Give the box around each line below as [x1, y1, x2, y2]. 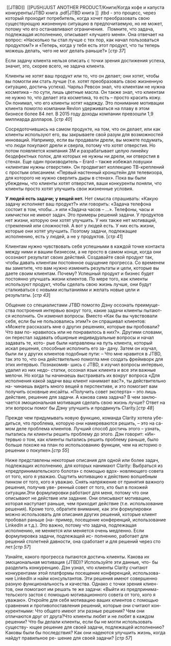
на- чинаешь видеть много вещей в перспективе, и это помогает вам [5, 383, 158, 389]
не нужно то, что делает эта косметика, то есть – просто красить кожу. [5, 94, 162, 100]
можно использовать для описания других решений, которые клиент [5, 511, 157, 517]
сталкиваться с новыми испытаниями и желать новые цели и [5, 287, 140, 293]
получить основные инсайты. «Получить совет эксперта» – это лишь [5, 389, 157, 395]
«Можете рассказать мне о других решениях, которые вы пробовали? [5, 324, 160, 329]
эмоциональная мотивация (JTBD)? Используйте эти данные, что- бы [5, 559, 158, 565]
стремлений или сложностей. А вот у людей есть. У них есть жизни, [5, 223, 155, 228]
